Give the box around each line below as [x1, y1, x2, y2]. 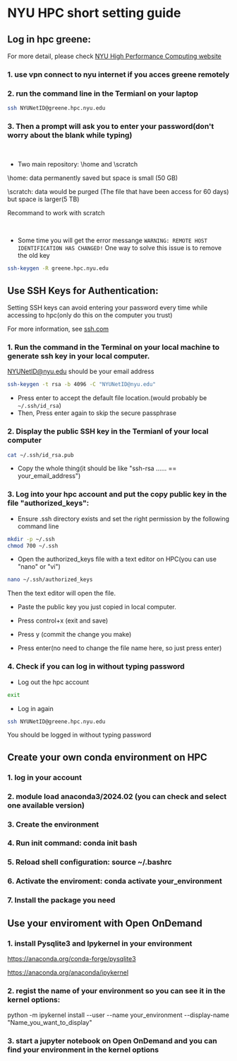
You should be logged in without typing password [7, 731, 152, 739]
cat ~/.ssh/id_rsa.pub [7, 451, 74, 458]
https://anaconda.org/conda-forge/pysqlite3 [7, 954, 136, 963]
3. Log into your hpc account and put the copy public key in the [7, 489, 227, 499]
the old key [17, 251, 51, 260]
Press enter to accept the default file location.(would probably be [17, 394, 207, 402]
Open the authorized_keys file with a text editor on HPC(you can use [17, 555, 217, 564]
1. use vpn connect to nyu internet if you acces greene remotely [7, 69, 230, 79]
